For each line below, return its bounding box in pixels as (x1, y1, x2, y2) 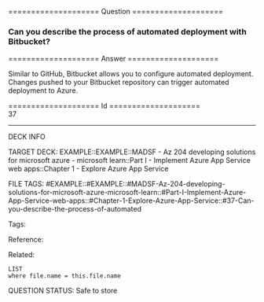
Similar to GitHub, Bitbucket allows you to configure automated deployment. (8, 69, 254, 79)
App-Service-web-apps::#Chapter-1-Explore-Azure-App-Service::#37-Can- (8, 196, 255, 205)
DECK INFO (8, 132, 46, 142)
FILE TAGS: (8, 179, 45, 189)
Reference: (8, 235, 44, 245)
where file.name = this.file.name (8, 272, 122, 280)
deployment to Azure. (8, 86, 79, 95)
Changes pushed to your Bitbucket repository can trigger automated (8, 78, 229, 87)
